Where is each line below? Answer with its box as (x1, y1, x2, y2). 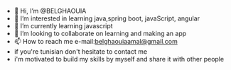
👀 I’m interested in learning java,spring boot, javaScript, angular (14, 14, 200, 23)
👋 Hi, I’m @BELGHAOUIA (14, 7, 87, 15)
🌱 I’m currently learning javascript (14, 22, 113, 30)
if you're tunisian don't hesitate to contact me (14, 47, 148, 56)
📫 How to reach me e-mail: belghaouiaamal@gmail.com (14, 37, 178, 45)
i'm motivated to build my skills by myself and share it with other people (14, 55, 225, 63)
